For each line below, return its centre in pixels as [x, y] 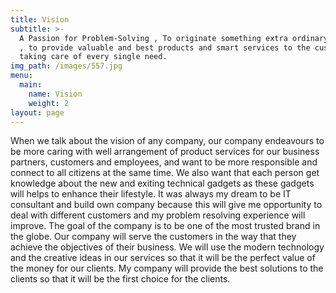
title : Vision [40, 19]
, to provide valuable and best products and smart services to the [165, 47]
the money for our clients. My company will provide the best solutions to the [167, 268]
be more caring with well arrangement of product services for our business [165, 152]
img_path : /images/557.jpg [66, 66]
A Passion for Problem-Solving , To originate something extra [153, 38]
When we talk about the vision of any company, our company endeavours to [167, 141]
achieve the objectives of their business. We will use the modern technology [167, 247]
